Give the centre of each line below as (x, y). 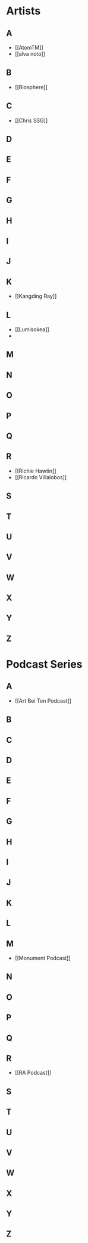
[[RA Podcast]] (33, 1073)
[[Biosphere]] (31, 87)
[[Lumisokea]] (32, 329)
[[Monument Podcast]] (43, 958)
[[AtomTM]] (29, 47)
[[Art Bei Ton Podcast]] (43, 701)
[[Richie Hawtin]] (35, 471)
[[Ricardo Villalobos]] (41, 477)
